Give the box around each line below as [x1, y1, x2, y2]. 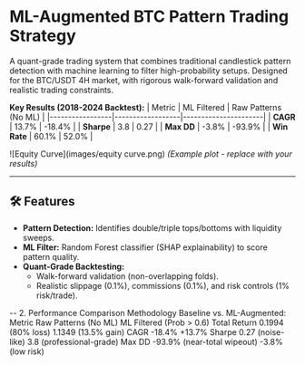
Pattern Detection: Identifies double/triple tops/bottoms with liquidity [22, 222, 282, 233]
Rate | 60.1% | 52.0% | [9, 130, 93, 141]
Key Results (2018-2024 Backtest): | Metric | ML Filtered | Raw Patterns [9, 101, 282, 112]
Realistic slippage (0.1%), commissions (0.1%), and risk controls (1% [35, 280, 290, 291]
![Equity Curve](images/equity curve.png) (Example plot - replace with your [9, 148, 292, 159]
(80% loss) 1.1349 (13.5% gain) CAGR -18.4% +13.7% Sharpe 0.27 [9, 326, 256, 337]
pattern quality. [22, 251, 80, 262]
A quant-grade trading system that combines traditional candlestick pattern [9, 55, 291, 66]
